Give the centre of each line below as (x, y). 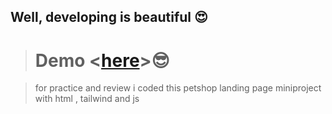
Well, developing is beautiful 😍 (109, 17)
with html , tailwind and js (87, 99)
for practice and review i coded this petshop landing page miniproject (178, 88)
